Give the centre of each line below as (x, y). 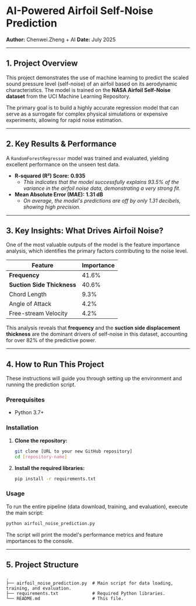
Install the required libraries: (50, 468)
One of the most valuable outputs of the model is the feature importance (93, 245)
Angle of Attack (30, 304)
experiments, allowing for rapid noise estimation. (64, 120)
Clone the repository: (41, 440)
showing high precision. (52, 207)
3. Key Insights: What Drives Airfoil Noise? (85, 231)
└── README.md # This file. (65, 599)
